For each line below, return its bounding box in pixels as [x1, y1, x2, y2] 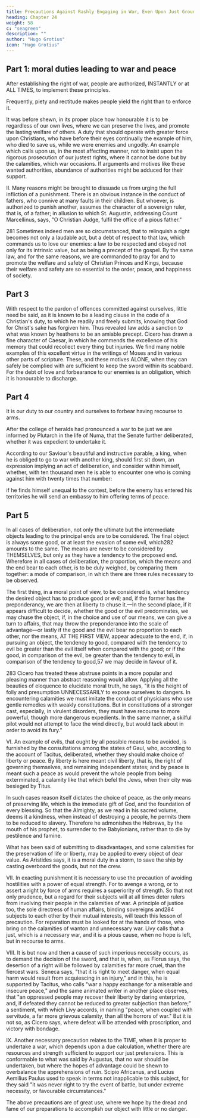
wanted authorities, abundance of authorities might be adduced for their [6, 166, 183, 174]
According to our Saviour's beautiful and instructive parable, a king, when [6, 450, 187, 457]
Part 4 [6, 392, 30, 402]
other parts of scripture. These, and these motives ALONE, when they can [6, 355, 187, 363]
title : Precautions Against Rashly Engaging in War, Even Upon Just [6, 8, 180, 15]
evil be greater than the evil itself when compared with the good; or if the [6, 645, 185, 653]
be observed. [6, 577, 39, 584]
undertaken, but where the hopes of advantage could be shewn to [6, 1062, 168, 1069]
